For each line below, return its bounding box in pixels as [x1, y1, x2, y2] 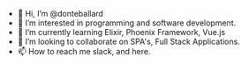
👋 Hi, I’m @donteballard [17, 9, 104, 18]
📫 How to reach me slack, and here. [17, 47, 151, 56]
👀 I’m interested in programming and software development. [17, 18, 237, 28]
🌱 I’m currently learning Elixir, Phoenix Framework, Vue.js [17, 27, 226, 37]
